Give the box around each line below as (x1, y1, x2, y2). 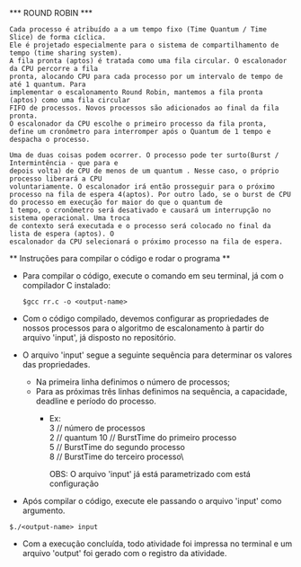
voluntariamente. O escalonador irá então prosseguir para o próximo (9, 182, 276, 191)
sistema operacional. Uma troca (9, 214, 130, 223)
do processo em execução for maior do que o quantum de (9, 198, 223, 207)
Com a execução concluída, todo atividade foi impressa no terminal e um (22, 538, 293, 549)
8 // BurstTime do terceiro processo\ (49, 451, 184, 462)
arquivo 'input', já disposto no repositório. (22, 332, 177, 342)
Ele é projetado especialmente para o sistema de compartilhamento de (9, 40, 279, 49)
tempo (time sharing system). (9, 49, 123, 58)
